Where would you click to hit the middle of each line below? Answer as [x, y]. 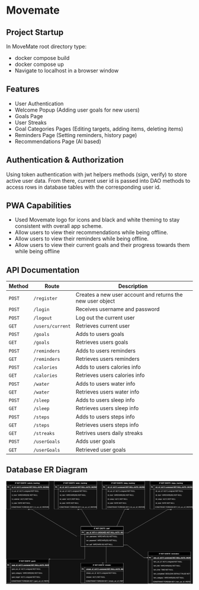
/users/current [52, 326]
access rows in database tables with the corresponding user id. [84, 187]
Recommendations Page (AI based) [58, 141]
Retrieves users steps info [107, 424]
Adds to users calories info [108, 367]
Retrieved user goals [101, 449]
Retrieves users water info [107, 392]
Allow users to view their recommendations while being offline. [92, 233]
